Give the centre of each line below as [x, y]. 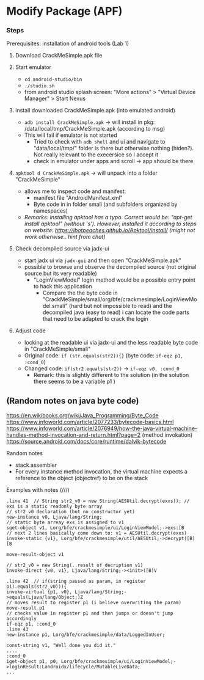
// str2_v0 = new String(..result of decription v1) [75, 565]
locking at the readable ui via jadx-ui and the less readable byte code [111, 343]
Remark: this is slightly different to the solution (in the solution [111, 375]
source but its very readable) [61, 274]
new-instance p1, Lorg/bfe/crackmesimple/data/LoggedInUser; [86, 635]
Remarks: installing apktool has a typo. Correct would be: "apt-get [108, 218]
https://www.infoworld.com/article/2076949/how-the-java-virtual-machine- [102, 428]
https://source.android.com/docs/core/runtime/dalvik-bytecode [86, 442]
